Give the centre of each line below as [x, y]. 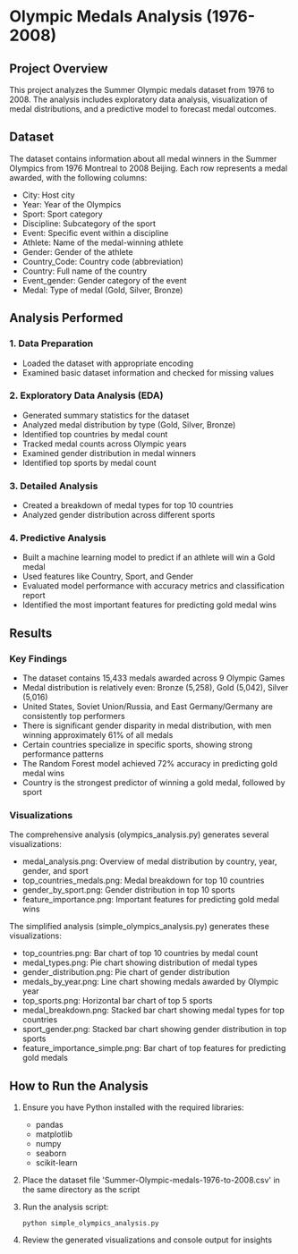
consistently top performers [73, 716]
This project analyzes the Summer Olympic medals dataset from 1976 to [142, 90]
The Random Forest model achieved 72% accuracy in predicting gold [150, 764]
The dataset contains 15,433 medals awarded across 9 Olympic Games [153, 678]
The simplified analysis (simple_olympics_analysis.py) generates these [140, 927]
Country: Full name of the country [85, 271]
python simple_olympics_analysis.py [90, 1224]
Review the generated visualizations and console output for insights [147, 1240]
